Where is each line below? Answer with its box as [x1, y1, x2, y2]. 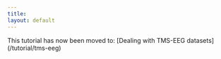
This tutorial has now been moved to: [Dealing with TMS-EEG [7, 36, 186, 44]
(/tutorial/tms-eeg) [7, 44, 61, 52]
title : [7, 10, 27, 18]
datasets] [186, 36, 214, 44]
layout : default [7, 17, 55, 24]
